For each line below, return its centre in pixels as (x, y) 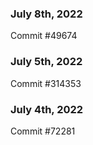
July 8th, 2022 (46, 14)
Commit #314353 (46, 83)
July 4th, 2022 (47, 109)
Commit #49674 (44, 36)
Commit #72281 (43, 131)
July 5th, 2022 (46, 62)
